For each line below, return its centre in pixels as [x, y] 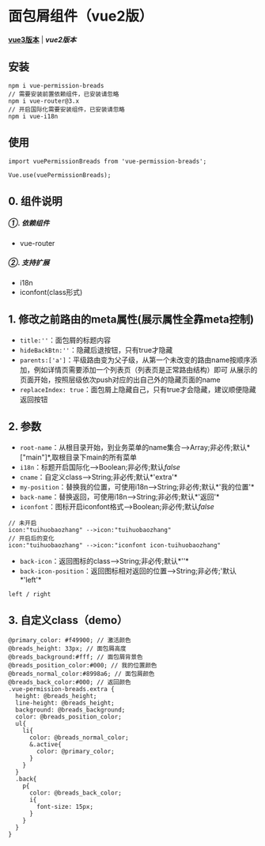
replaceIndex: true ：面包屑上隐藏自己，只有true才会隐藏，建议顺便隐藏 [138, 389]
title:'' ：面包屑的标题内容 [65, 340]
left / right [30, 594]
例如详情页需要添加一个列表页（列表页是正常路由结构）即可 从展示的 [146, 369]
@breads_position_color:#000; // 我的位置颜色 [83, 666]
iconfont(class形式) [51, 292]
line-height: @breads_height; [65, 703]
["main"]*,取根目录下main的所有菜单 [78, 457]
